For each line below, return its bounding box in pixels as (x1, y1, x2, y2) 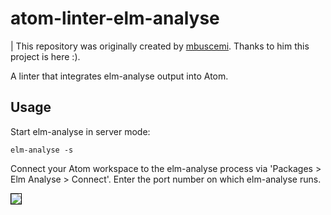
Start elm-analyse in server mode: (10, 125, 151, 137)
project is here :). (10, 50, 81, 62)
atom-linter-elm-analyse (10, 7, 220, 30)
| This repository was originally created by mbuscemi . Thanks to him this (10, 40, 310, 52)
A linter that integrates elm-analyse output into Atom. (10, 70, 229, 82)
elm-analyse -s (10, 145, 74, 155)
